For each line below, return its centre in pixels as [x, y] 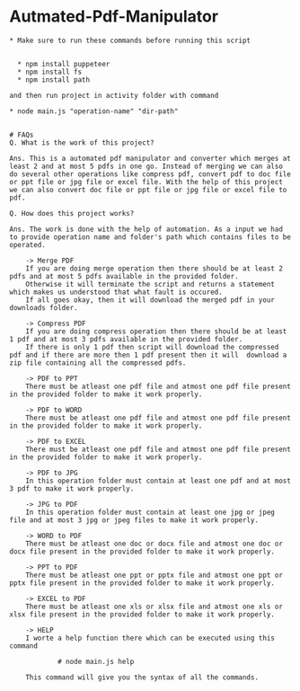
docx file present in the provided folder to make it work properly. [142, 551]
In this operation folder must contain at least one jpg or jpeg [150, 512]
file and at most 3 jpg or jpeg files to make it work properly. [134, 520]
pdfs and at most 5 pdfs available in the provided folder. [124, 276]
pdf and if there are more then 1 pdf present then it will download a [148, 355]
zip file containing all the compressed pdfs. [98, 363]
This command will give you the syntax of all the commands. [142, 677]
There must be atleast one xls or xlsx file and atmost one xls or [154, 607]
